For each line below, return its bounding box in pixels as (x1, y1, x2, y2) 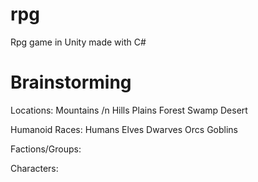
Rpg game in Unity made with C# (10, 36, 147, 48)
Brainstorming (10, 71, 132, 94)
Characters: (10, 162, 59, 174)
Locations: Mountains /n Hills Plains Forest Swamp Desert (10, 104, 248, 116)
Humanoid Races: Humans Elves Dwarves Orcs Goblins (10, 123, 238, 135)
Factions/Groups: (10, 143, 82, 155)
